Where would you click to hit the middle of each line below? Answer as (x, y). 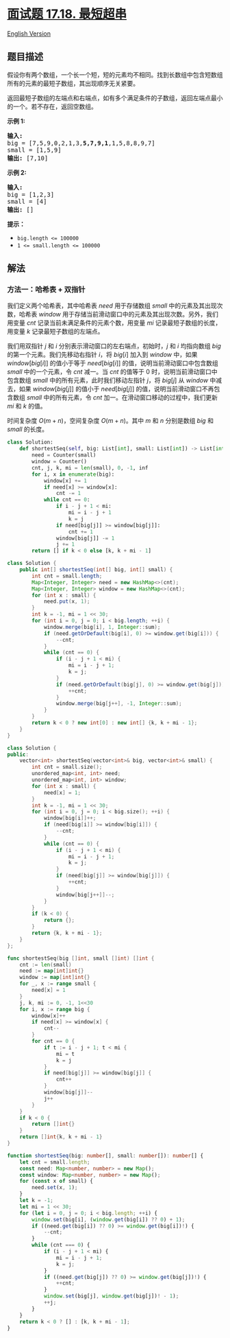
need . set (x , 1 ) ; (55, 1188)
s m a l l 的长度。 (27, 429)
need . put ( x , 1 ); (67, 601)
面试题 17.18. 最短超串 (67, 14)
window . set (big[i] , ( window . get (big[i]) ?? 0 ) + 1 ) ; (108, 1219)
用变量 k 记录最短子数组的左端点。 (55, 332)
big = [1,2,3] (31, 194)
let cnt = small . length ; (55, 1162)
